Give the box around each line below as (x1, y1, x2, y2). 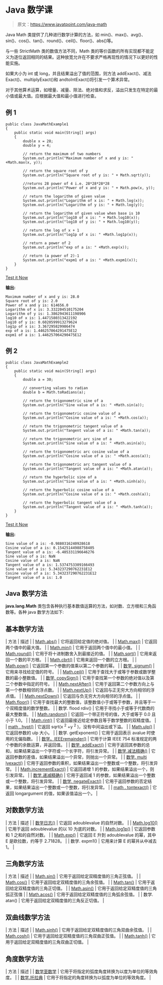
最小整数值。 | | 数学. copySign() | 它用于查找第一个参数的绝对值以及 (14, 675, 150, 681)
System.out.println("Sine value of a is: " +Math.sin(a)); (23, 402, 145, 408)
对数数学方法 (5, 806, 44, 814)
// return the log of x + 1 (23, 228, 79, 233)
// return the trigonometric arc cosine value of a (23, 449, 130, 454)
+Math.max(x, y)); (5, 160, 43, 165)
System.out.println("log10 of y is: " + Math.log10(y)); (23, 219, 140, 224)
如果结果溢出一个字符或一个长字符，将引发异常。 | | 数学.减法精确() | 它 (14, 748, 156, 754)
